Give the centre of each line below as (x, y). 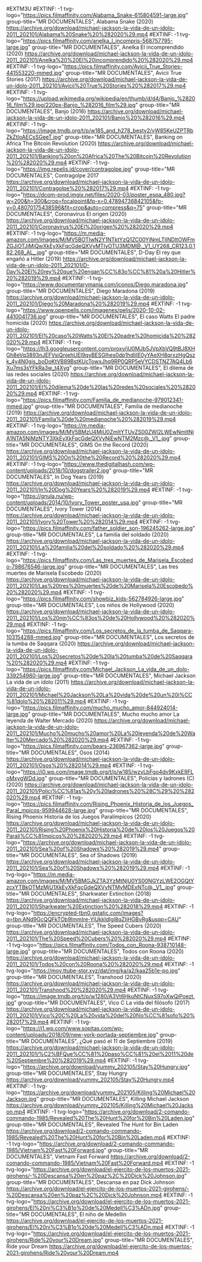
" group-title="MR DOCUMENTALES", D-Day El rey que (113, 252)
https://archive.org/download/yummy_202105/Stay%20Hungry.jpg (105, 1067)
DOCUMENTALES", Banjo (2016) (46, 111)
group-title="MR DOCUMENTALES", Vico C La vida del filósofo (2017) (104, 1002)
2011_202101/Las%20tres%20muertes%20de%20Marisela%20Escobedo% (100, 586)
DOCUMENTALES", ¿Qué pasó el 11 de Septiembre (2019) (102, 1041)
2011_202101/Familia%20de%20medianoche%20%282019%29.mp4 (91, 419)
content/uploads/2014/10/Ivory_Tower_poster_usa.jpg (72, 502)
